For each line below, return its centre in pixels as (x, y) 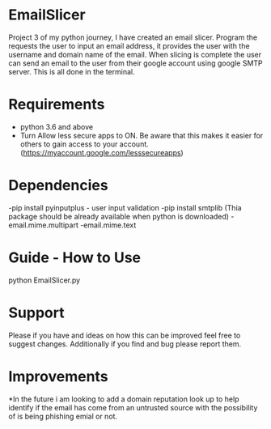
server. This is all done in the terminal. (72, 71)
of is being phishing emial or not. (63, 416)
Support (36, 312)
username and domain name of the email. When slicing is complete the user (135, 54)
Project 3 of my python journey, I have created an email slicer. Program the (133, 37)
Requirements (57, 105)
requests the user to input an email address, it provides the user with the (129, 45)
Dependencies (58, 186)
